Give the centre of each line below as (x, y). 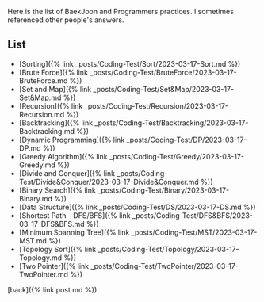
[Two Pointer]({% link (54, 266)
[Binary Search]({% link (57, 190)
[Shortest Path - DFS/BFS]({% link (75, 215)
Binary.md (36, 198)
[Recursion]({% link (51, 105)
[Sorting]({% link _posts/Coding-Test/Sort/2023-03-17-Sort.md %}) (130, 63)
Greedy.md (37, 165)
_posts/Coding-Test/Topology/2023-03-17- (168, 249)
